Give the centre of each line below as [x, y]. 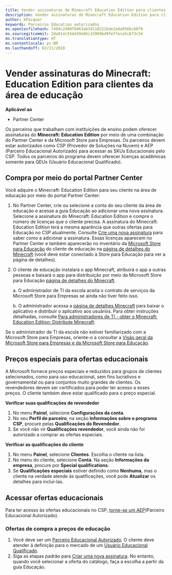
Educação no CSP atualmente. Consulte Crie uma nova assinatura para [88, 233]
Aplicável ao [19, 109]
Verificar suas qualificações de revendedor [52, 403]
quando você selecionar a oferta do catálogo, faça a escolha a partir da [88, 562]
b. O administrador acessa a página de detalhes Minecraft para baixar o [88, 306]
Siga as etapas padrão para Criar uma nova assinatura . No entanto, [84, 556]
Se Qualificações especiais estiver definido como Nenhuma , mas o [85, 471]
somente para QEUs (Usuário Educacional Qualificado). [64, 162]
